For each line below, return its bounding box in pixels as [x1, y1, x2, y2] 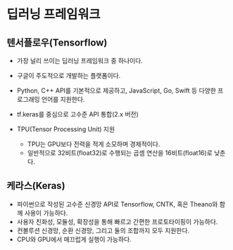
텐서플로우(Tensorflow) [6, 37, 108, 48]
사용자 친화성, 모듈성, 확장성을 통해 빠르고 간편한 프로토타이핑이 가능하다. [16, 217, 218, 225]
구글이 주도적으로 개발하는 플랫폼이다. [16, 72, 121, 79]
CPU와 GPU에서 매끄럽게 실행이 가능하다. [16, 235, 132, 243]
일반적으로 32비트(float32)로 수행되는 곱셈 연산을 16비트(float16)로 [27, 149, 213, 157]
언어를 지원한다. [41, 96, 85, 103]
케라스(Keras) [6, 180, 65, 192]
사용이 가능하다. [24, 209, 68, 217]
